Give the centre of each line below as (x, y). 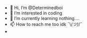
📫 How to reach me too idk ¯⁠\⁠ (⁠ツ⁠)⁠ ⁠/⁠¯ (46, 24)
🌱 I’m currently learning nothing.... (44, 18)
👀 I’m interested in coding (36, 13)
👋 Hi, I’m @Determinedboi (36, 8)
